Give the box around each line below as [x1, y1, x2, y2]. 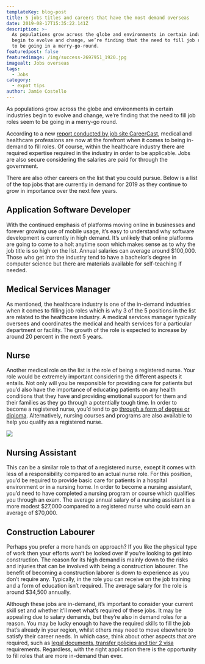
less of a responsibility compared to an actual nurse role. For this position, [6, 471, 192, 478]
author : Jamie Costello [6, 88, 67, 95]
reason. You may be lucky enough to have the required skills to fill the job [6, 619, 191, 627]
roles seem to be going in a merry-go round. [6, 118, 118, 125]
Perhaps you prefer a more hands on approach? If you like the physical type [6, 543, 197, 550]
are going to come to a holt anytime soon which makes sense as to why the [6, 240, 196, 248]
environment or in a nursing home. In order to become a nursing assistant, [6, 483, 193, 491]
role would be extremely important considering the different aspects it [6, 373, 182, 380]
